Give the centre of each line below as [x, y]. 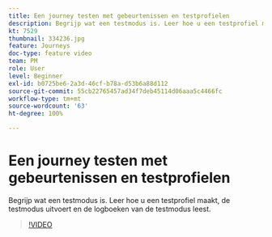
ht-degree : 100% [36, 114]
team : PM [23, 61]
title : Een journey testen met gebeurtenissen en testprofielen [119, 16]
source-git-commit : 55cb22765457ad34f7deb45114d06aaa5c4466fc [115, 91]
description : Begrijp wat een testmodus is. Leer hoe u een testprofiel [134, 23]
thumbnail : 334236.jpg [47, 38]
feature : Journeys [39, 46]
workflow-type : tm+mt [45, 99]
